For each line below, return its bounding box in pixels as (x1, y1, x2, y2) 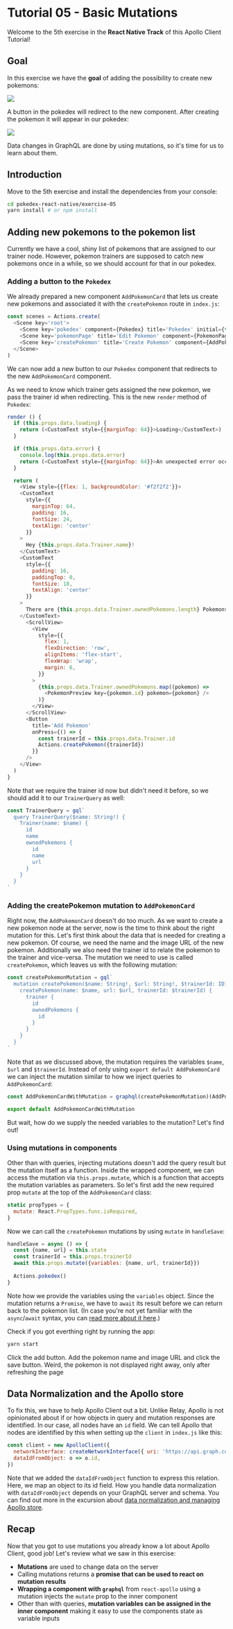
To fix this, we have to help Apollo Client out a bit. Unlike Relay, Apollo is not (7, 1406, 224, 1415)
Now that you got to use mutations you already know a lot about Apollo (7, 1542, 210, 1550)
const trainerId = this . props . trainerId (13, 1253, 132, 1260)
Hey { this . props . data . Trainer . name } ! (25, 542, 135, 549)
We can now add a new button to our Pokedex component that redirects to (7, 364, 217, 372)
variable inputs (17, 1614, 60, 1622)
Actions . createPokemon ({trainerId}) (37, 741, 144, 748)
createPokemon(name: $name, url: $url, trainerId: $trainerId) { (19, 987, 213, 994)
